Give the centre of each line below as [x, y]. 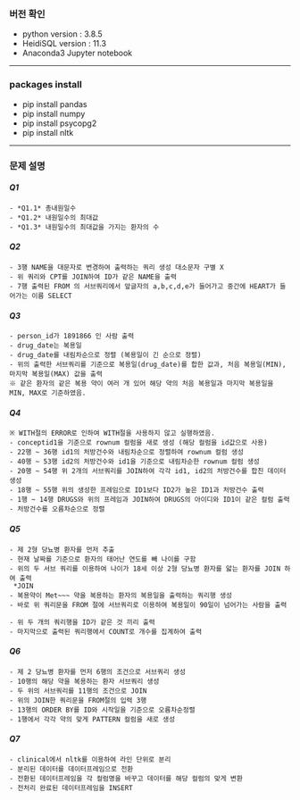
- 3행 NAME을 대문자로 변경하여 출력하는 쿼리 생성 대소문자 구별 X [117, 267]
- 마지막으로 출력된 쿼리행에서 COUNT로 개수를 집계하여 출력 [106, 631]
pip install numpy [54, 113]
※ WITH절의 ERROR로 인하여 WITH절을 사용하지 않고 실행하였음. [112, 433]
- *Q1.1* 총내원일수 [43, 208]
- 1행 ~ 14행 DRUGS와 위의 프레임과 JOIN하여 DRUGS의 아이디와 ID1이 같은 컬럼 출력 [150, 500]
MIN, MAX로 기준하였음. [48, 393]
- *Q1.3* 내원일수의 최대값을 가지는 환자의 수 [84, 227]
